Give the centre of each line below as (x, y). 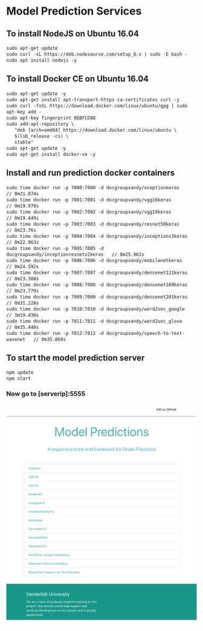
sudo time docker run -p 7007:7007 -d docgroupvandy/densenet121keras (97, 272)
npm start (19, 379)
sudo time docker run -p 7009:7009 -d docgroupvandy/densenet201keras (97, 297)
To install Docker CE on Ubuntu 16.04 (78, 79)
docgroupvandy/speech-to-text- (146, 333)
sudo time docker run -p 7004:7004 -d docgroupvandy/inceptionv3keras (97, 236)
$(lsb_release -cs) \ (41, 136)
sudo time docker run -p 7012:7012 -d (55, 333)
